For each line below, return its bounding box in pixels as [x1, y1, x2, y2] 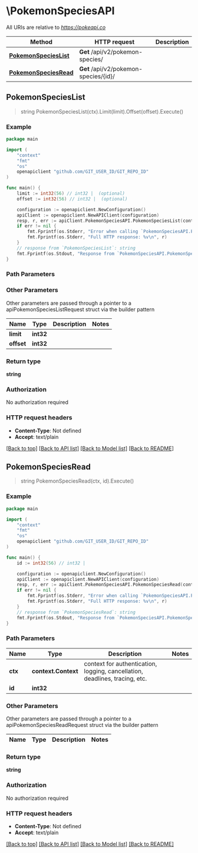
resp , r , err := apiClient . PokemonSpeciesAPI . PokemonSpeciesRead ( [16, 581, 183, 588]
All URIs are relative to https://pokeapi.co [6, 24, 106, 31]
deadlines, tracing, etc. [84, 674, 147, 683]
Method [30, 37, 53, 46]
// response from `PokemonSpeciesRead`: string [16, 609, 136, 615]
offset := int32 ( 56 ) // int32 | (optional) [16, 196, 128, 202]
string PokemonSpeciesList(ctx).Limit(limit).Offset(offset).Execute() [20, 108, 184, 115]
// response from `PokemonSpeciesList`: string [16, 245, 136, 251]
